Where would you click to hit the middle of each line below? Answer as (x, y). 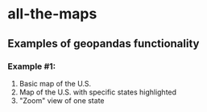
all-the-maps (52, 14)
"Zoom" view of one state (62, 100)
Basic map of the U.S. (55, 83)
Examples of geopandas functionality (103, 44)
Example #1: (32, 66)
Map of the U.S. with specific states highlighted (98, 92)
